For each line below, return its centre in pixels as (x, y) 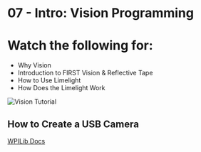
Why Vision (34, 65)
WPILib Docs (26, 141)
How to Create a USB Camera (73, 124)
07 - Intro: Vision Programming (101, 13)
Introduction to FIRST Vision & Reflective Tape (85, 73)
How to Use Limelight (49, 80)
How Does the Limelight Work (61, 88)
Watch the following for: (80, 46)
